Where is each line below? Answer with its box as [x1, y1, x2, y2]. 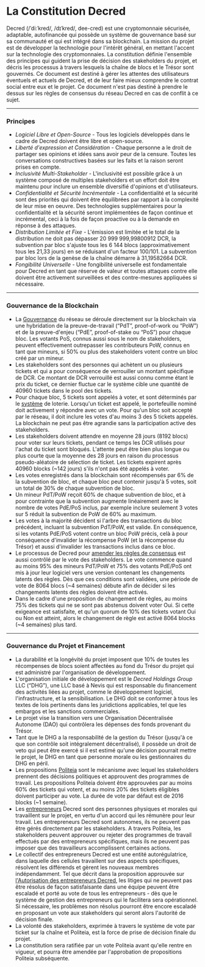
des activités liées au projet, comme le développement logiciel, [15, 688, 174, 695]
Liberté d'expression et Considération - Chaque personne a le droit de [15, 144, 192, 151]
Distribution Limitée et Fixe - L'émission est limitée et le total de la [15, 228, 180, 236]
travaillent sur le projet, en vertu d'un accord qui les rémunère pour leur [15, 812, 195, 819]
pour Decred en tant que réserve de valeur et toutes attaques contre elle [15, 267, 198, 275]
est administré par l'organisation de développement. [15, 669, 146, 676]
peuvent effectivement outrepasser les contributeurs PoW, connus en [15, 341, 190, 349]
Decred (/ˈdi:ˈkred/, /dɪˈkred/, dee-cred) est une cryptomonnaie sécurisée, [6, 24, 191, 32]
